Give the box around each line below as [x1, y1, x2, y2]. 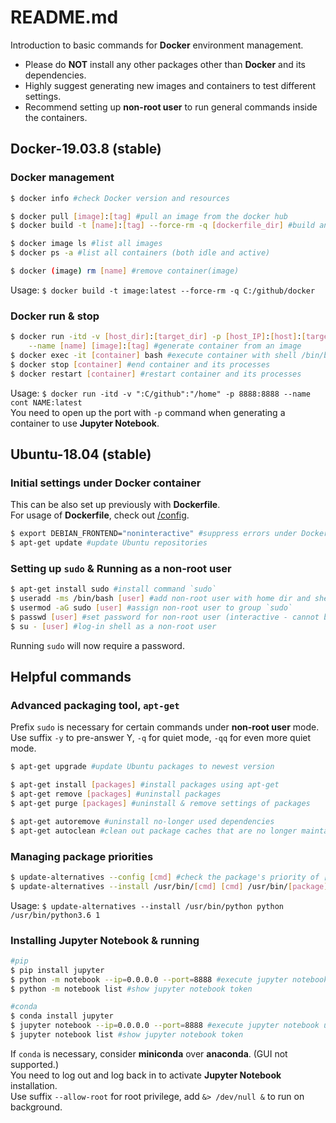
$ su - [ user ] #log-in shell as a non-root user [10, 621, 217, 631]
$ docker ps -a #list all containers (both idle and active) [10, 248, 271, 258]
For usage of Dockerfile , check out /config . [10, 509, 190, 521]
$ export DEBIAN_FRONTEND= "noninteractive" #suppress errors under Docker [10, 529, 329, 539]
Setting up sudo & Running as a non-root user [10, 561, 232, 575]
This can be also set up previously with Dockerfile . [10, 499, 221, 511]
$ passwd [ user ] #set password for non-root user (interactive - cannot [10, 612, 320, 622]
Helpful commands [10, 669, 132, 686]
